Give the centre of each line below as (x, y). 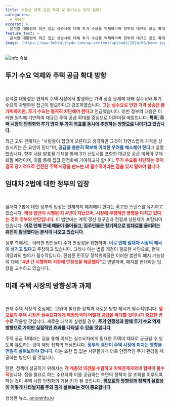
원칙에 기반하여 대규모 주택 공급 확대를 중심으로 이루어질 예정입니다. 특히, (87, 118)
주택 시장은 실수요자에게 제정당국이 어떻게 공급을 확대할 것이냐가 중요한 (88, 315)
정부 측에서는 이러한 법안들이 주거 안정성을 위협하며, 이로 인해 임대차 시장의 (79, 243)
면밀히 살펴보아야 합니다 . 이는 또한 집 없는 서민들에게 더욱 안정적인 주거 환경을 (82, 351)
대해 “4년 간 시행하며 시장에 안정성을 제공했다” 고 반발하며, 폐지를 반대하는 (83, 262)
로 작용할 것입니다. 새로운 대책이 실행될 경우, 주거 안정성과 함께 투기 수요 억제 (85, 321)
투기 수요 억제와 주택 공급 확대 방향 (56, 76)
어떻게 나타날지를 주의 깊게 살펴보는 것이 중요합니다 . (61, 387)
